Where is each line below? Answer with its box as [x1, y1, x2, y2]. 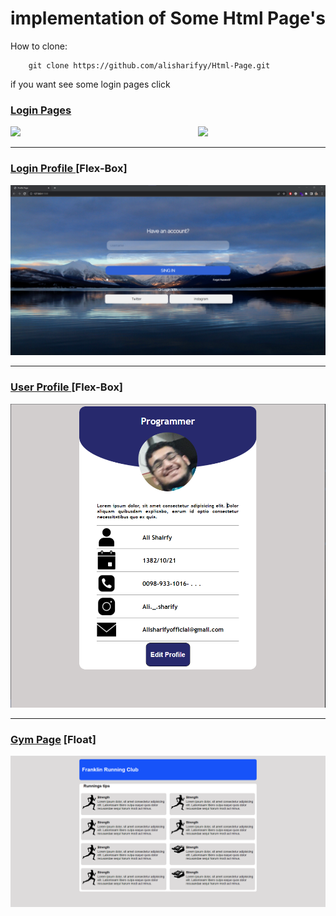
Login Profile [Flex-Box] [10, 162, 128, 176]
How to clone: [10, 40, 68, 52]
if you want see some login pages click [10, 78, 171, 90]
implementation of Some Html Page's [10, 7, 326, 30]
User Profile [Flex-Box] [10, 380, 124, 394]
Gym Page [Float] [10, 733, 97, 747]
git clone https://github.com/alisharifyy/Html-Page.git [28, 60, 271, 71]
